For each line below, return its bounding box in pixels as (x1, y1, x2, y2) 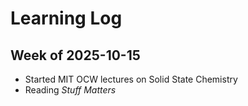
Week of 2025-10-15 (10, 47, 141, 64)
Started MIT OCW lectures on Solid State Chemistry (24, 73, 238, 85)
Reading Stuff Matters (24, 84, 117, 96)
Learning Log (10, 7, 123, 30)
